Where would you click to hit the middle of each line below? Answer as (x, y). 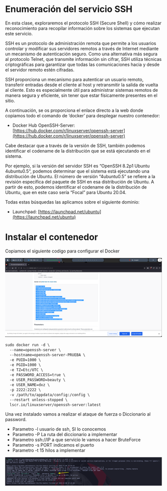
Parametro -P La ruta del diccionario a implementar (65, 434)
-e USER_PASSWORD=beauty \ (38, 380)
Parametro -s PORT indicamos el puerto (53, 445)
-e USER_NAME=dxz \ (30, 385)
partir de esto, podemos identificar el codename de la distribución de (76, 187)
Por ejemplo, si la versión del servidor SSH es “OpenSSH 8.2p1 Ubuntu (78, 166)
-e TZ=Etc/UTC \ (26, 370)
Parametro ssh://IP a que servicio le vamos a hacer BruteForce (76, 440)
